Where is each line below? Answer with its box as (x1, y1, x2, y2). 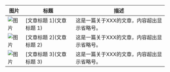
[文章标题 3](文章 (25, 51, 67, 57)
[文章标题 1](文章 (25, 17, 67, 24)
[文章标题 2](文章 (25, 34, 67, 40)
